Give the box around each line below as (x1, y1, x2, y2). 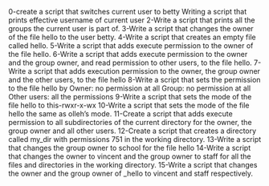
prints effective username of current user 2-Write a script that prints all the (8, 15, 255, 25)
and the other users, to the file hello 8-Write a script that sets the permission (8, 75, 261, 84)
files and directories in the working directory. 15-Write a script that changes (8, 160, 258, 169)
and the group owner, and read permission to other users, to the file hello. (8, 58, 253, 67)
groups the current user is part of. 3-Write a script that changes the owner (8, 24, 255, 33)
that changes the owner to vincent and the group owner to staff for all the (8, 152, 251, 161)
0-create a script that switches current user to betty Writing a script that (8, 7, 247, 16)
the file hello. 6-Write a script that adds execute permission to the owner (8, 50, 248, 59)
